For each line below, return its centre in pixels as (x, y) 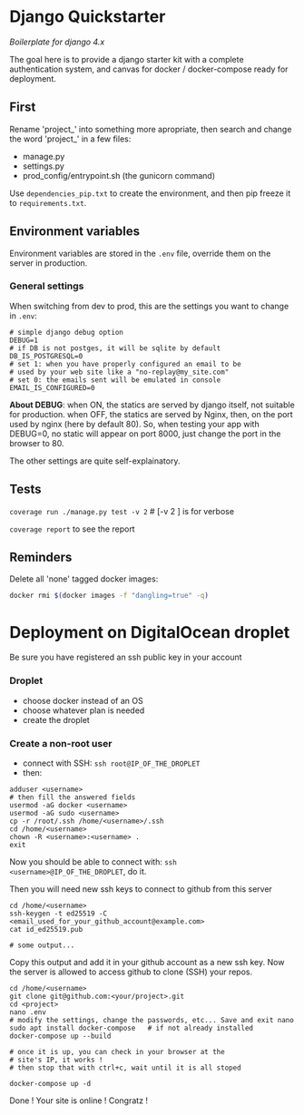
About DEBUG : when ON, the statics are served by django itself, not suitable (152, 405)
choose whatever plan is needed (83, 710)
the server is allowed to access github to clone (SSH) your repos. (131, 972)
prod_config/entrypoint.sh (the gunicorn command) (119, 175)
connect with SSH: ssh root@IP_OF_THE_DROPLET (111, 763)
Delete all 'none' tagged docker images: (84, 579)
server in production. (49, 263)
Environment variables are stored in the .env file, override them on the (140, 253)
